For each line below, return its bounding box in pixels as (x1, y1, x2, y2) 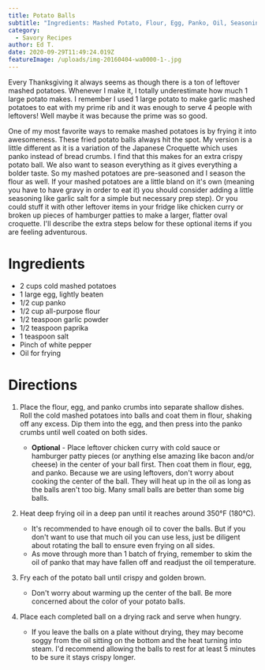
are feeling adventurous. (8, 227, 88, 237)
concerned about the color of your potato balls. (31, 596, 185, 606)
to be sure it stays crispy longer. (31, 652, 136, 661)
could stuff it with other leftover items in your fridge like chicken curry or (8, 202, 244, 211)
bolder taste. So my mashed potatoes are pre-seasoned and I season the (8, 168, 246, 178)
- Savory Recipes (15, 33, 73, 42)
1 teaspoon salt (19, 331, 69, 341)
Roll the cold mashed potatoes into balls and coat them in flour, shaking (19, 411, 252, 420)
